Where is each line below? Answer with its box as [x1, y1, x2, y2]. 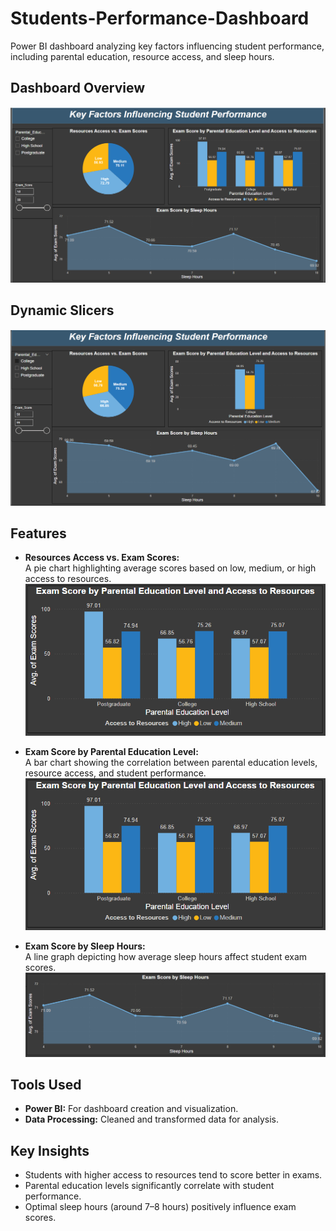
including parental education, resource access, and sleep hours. [10, 50, 275, 62]
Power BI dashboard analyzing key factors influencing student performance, [10, 40, 325, 52]
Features [10, 525, 67, 542]
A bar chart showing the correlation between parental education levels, [24, 757, 318, 769]
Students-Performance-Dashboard [10, 7, 310, 30]
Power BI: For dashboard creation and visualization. [24, 1103, 239, 1115]
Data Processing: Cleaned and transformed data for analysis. [24, 1113, 280, 1126]
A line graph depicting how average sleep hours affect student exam [24, 950, 308, 962]
